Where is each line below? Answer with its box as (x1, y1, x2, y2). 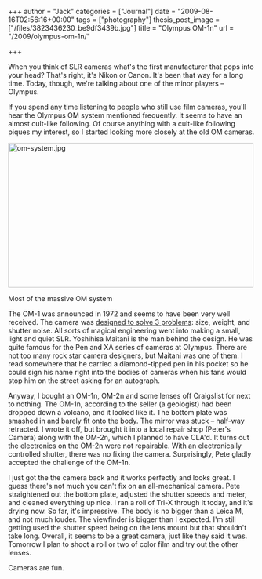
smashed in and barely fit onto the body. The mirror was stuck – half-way (8, 416, 245, 425)
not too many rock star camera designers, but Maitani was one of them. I (8, 351, 243, 360)
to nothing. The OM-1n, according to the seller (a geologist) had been (8, 399, 232, 409)
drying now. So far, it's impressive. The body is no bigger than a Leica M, (8, 506, 244, 515)
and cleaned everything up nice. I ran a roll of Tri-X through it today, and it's (8, 498, 253, 507)
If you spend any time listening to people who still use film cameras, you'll (8, 102, 247, 111)
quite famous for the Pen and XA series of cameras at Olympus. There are (8, 343, 248, 351)
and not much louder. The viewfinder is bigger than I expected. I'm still (8, 515, 237, 524)
